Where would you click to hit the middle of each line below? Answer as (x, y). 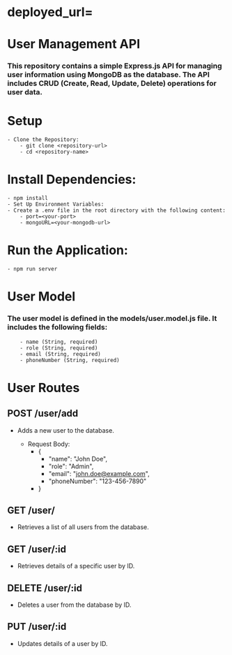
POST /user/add (43, 413)
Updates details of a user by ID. (62, 643)
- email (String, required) (60, 354)
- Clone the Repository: (43, 140)
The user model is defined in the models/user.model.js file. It (112, 319)
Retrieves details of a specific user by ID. (76, 566)
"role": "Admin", (71, 466)
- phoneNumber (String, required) (70, 360)
